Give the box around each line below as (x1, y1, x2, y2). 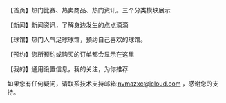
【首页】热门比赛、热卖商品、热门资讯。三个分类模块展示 (7, 6, 171, 14)
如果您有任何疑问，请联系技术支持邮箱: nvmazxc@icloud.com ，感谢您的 (7, 79, 213, 88)
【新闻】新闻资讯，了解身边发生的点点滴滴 (7, 21, 129, 29)
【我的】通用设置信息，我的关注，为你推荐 (7, 65, 129, 73)
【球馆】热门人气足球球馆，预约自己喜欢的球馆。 (7, 35, 147, 44)
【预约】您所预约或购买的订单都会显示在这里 (7, 50, 135, 58)
